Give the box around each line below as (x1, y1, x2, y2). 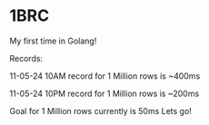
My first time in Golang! (9, 35, 97, 46)
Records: (9, 53, 44, 63)
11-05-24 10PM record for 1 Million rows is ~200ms (9, 88, 200, 99)
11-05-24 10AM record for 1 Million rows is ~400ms (9, 70, 201, 82)
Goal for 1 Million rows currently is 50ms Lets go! (9, 105, 193, 116)
